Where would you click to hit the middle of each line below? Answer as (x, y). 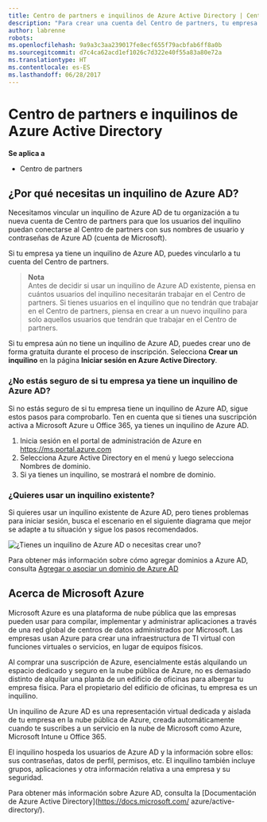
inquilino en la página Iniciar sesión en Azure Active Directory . (113, 360)
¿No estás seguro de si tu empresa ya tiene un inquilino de (123, 381)
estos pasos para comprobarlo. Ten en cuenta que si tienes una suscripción (132, 417)
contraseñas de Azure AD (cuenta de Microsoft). (88, 238)
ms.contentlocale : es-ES (49, 68)
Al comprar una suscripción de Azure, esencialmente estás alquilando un (128, 662)
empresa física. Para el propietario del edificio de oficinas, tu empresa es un (133, 687)
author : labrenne (37, 30)
